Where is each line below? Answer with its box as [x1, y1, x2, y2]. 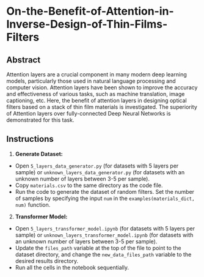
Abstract [6, 54, 41, 65]
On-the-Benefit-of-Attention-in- [6, 4, 174, 18]
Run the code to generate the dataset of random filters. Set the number [15, 188, 194, 195]
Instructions [6, 134, 54, 144]
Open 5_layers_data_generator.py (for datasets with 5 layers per [15, 162, 179, 169]
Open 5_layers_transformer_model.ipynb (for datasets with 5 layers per [15, 224, 195, 232]
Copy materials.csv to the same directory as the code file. [15, 182, 163, 189]
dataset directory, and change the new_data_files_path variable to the [15, 251, 192, 258]
